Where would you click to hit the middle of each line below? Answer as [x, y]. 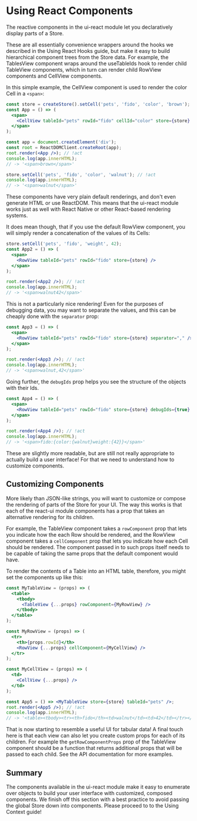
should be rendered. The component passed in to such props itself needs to [98, 547]
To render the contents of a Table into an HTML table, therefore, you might [96, 571]
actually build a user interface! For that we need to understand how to [90, 460]
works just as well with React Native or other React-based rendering [89, 209]
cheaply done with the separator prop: [53, 317]
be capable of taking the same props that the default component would [92, 553]
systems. [17, 216]
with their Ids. [23, 388]
